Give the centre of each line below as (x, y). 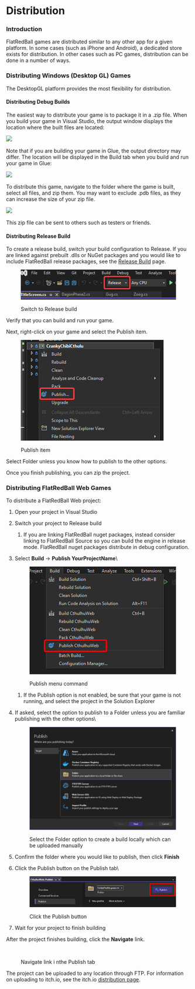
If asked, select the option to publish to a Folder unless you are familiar (100, 712)
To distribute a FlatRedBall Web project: (54, 500)
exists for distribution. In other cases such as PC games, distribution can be (97, 54)
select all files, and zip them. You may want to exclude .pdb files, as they (94, 193)
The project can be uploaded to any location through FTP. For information (95, 973)
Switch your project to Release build (58, 523)
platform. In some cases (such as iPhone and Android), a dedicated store (94, 48)
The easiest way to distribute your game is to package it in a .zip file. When (97, 115)
